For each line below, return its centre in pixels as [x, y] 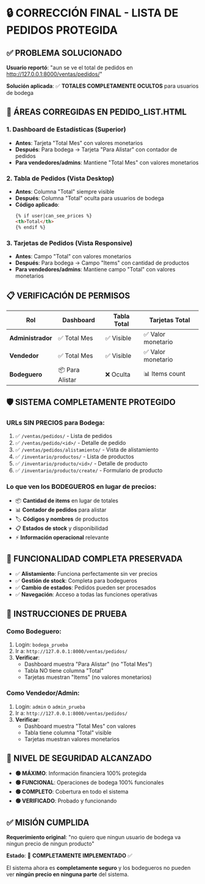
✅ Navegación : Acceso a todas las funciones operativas [86, 594]
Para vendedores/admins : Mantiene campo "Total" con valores [95, 269]
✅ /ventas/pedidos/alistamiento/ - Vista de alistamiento [87, 450]
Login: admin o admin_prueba [50, 706]
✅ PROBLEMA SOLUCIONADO [64, 53]
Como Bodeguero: [34, 631]
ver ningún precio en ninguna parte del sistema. [68, 874]
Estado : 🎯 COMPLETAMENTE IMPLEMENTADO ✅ [69, 856]
